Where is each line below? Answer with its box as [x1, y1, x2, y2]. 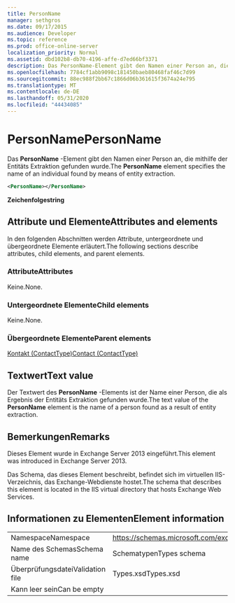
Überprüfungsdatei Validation [10, 564, 106, 574]
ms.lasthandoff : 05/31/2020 [7, 95, 90, 102]
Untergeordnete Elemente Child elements [7, 300, 149, 310]
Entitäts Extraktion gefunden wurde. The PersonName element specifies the [7, 162, 226, 170]
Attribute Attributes [7, 267, 73, 276]
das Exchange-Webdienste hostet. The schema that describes [44, 478, 222, 486]
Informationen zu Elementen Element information [7, 513, 225, 525]
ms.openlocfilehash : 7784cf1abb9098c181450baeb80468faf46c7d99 [7, 69, 196, 76]
